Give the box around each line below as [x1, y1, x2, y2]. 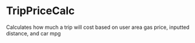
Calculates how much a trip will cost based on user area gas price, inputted [6, 24, 190, 31]
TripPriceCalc [6, 4, 75, 18]
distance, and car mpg [6, 29, 61, 37]
